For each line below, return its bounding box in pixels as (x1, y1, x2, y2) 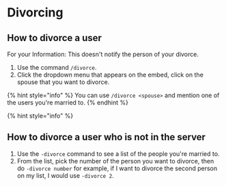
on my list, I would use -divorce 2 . (16, 171, 114, 179)
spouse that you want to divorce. (16, 78, 110, 86)
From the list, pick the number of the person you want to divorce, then (16, 157, 214, 165)
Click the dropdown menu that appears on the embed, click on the (16, 70, 203, 79)
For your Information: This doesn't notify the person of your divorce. (7, 50, 199, 58)
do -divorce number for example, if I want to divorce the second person (16, 164, 218, 172)
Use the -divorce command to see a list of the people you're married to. (16, 149, 220, 158)
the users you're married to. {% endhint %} (7, 98, 128, 107)
